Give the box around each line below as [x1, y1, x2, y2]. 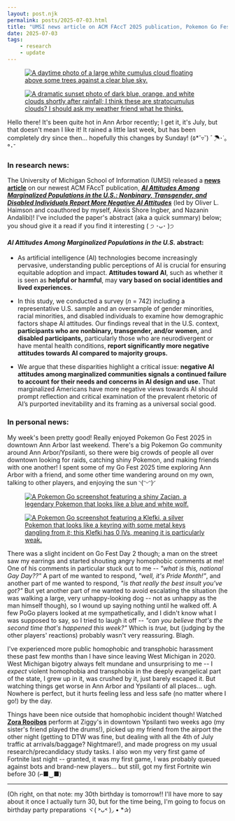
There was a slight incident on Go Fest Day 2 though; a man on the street [7, 549, 218, 557]
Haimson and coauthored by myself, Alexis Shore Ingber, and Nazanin [7, 206, 208, 214]
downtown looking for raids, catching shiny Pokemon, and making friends [7, 456, 220, 464]
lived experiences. [17, 283, 73, 292]
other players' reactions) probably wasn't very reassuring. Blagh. [7, 631, 194, 639]
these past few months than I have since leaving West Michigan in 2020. [7, 652, 216, 660]
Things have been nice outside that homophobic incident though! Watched [7, 710, 222, 718]
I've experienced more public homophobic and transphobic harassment [7, 645, 213, 653]
